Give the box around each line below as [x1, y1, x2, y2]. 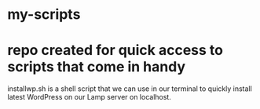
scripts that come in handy [7, 58, 186, 76]
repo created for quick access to [7, 42, 223, 60]
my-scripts [7, 5, 81, 24]
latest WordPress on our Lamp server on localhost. [7, 93, 172, 102]
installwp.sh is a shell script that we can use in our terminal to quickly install [7, 84, 252, 93]
